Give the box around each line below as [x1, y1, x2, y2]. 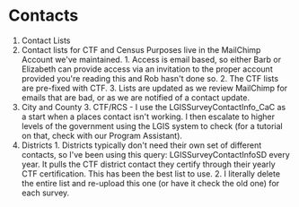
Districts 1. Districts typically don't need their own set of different [21, 140, 262, 151]
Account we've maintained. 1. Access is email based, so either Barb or [21, 54, 282, 65]
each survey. [21, 187, 70, 198]
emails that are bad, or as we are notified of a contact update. [21, 91, 251, 103]
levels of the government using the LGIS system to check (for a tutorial [21, 120, 284, 131]
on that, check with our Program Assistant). [21, 130, 183, 141]
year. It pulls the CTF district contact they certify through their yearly [21, 159, 276, 169]
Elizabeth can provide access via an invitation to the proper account [21, 64, 273, 74]
